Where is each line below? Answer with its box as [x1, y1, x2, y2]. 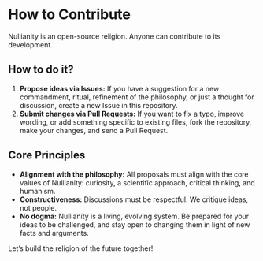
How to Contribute [8, 6, 131, 24]
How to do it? [8, 63, 74, 76]
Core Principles [8, 148, 86, 162]
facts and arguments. [19, 228, 89, 237]
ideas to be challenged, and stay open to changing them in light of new [19, 219, 250, 229]
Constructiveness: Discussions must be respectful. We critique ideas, [19, 195, 249, 204]
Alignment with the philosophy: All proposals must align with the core [19, 170, 249, 179]
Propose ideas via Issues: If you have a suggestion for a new [19, 84, 220, 93]
